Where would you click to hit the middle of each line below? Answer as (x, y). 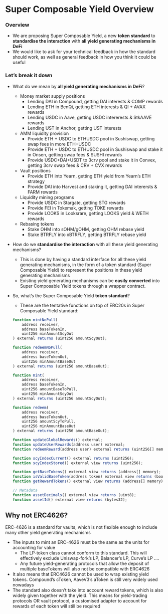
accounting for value (34, 548)
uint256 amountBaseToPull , (50, 389)
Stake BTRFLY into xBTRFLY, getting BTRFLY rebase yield (87, 235)
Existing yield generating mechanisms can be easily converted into (90, 280)
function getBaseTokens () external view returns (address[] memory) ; (87, 472)
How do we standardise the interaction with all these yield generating (85, 244)
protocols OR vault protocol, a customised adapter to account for (79, 601)
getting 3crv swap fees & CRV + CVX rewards (75, 165)
